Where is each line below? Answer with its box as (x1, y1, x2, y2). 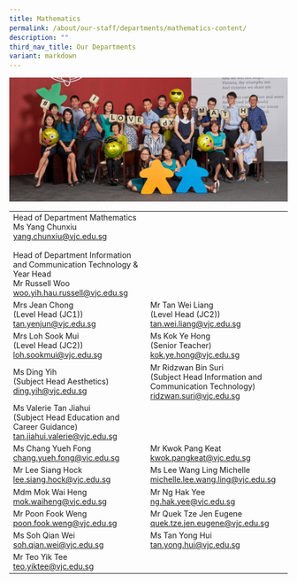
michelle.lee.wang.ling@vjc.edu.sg (149, 474, 277, 485)
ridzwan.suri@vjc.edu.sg (149, 390, 240, 400)
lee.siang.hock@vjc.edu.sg (12, 474, 111, 485)
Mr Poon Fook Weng (12, 508, 88, 518)
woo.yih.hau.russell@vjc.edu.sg (12, 287, 128, 298)
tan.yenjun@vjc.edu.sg (12, 319, 96, 330)
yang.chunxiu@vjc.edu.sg (12, 230, 108, 241)
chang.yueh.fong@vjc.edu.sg (12, 453, 120, 463)
